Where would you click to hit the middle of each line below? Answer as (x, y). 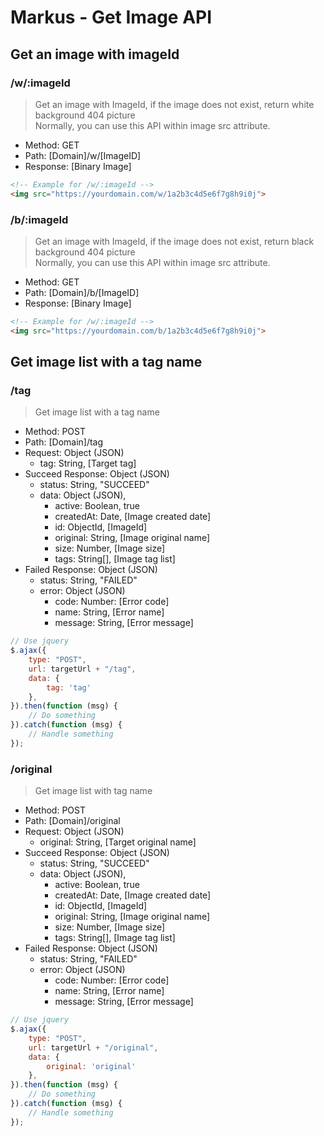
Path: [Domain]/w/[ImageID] (83, 155)
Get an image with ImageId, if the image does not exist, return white (174, 104)
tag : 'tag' (69, 687)
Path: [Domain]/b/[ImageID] (82, 292)
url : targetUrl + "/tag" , (82, 669)
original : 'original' (91, 1066)
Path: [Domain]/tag (64, 442)
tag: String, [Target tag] (88, 463)
